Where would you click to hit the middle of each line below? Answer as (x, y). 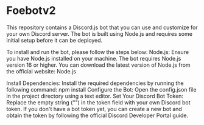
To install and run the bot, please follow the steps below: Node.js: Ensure (98, 52)
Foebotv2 (31, 11)
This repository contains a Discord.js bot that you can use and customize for (102, 27)
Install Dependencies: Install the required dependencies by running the (95, 83)
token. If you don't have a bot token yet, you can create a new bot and (94, 109)
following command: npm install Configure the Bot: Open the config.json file (101, 89)
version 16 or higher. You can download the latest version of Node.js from (98, 65)
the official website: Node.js (41, 71)
